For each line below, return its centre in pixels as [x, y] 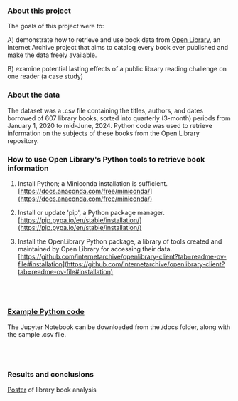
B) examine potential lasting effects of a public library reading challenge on [117, 69]
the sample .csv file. [37, 335]
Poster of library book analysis [52, 390]
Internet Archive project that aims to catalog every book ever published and [118, 48]
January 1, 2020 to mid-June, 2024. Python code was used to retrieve [110, 125]
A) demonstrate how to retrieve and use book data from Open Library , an [114, 40]
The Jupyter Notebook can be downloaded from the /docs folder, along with [119, 327]
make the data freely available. [52, 55]
